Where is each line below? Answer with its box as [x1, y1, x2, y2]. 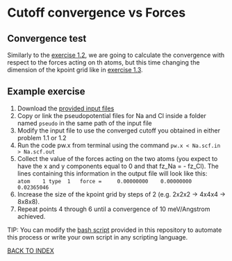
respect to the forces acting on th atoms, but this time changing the [7, 58, 200, 67]
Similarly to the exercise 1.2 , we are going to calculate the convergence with [7, 51, 225, 59]
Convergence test [7, 33, 87, 44]
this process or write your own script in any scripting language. [7, 233, 188, 241]
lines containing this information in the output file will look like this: [17, 169, 208, 178]
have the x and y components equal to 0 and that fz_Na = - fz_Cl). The [17, 162, 219, 170]
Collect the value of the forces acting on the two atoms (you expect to [17, 154, 218, 162]
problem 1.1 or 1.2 [17, 133, 67, 142]
